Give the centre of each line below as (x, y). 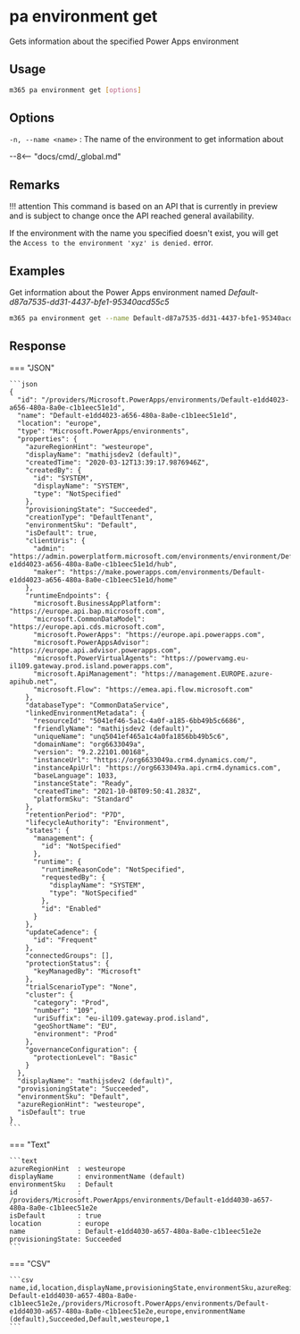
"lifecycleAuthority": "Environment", (97, 822)
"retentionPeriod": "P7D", (75, 815)
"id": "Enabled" (71, 909)
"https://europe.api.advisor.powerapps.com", (95, 650)
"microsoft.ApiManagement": (85, 674)
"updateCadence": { (62, 932)
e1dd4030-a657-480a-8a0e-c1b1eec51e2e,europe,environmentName (127, 1311)
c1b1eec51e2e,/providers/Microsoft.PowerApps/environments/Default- (139, 1304)
